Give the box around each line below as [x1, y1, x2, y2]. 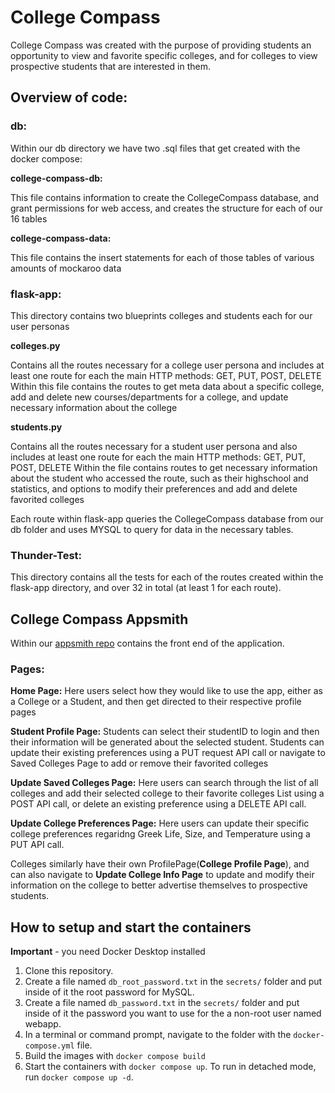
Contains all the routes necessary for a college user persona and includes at [10, 359, 325, 371]
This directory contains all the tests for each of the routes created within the [10, 571, 324, 583]
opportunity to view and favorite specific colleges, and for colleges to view [10, 49, 318, 61]
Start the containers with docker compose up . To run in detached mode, [24, 1061, 317, 1073]
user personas [10, 320, 70, 332]
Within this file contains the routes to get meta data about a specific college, [10, 380, 325, 392]
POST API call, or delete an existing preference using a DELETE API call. [10, 798, 307, 810]
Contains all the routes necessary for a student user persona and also [10, 440, 298, 452]
